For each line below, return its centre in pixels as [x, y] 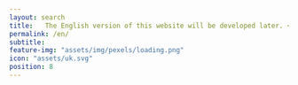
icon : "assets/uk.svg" [51, 58]
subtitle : [27, 42]
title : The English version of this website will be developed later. [146, 26]
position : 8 [31, 67]
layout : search [37, 17]
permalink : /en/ [39, 34]
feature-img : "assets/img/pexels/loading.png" [97, 50]
